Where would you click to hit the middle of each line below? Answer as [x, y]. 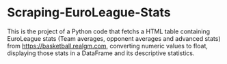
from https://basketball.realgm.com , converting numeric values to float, [108, 46]
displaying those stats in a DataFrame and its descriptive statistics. [101, 53]
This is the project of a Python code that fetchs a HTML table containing [109, 31]
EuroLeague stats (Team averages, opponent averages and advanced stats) [114, 38]
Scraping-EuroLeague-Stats [89, 13]
